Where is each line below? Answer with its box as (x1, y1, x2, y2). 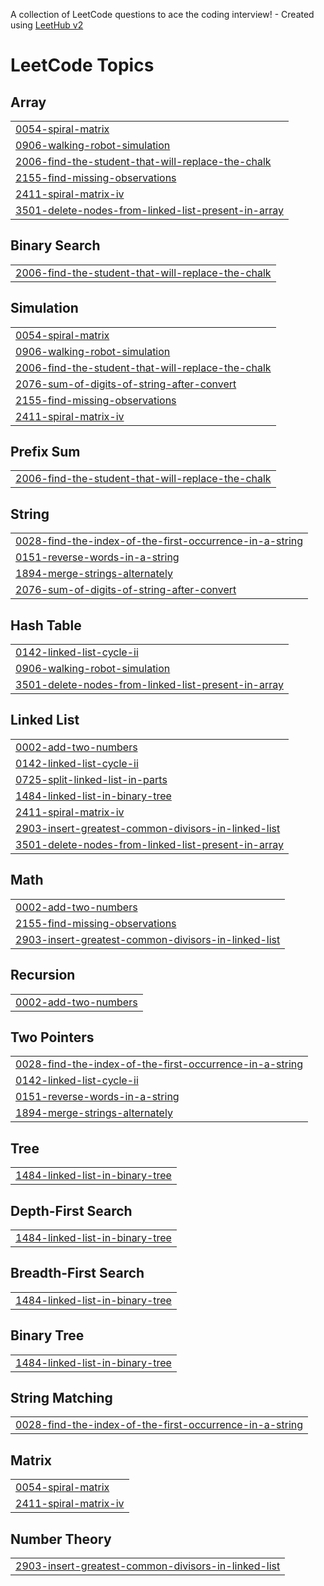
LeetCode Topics (10, 54, 155, 77)
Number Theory (10, 1530, 112, 1548)
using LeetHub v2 (10, 19, 84, 31)
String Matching (10, 1389, 113, 1406)
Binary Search (10, 237, 101, 254)
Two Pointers (10, 1029, 95, 1046)
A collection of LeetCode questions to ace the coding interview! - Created (10, 9, 315, 20)
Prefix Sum (10, 444, 81, 461)
